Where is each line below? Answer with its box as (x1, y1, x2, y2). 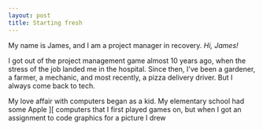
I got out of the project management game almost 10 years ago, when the (8, 56, 246, 65)
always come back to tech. (8, 80, 96, 91)
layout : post (8, 11, 51, 20)
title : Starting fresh (8, 19, 83, 27)
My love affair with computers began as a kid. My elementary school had (8, 96, 245, 106)
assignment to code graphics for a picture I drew (8, 113, 167, 122)
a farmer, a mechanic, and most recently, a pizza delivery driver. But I (8, 72, 233, 82)
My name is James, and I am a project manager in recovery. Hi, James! (8, 40, 239, 50)
